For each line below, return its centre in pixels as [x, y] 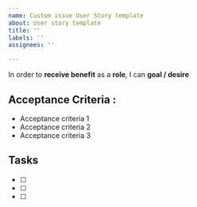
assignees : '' [32, 45]
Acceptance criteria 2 [55, 127]
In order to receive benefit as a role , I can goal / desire [98, 75]
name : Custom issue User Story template [76, 15]
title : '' [25, 30]
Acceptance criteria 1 [54, 118]
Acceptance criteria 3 [55, 135]
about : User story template [55, 23]
